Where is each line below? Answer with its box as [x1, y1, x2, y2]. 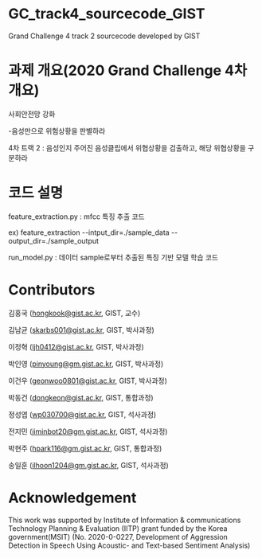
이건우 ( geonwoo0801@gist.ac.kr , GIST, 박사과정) [8, 376, 167, 385]
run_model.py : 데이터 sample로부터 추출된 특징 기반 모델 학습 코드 [8, 252, 219, 262]
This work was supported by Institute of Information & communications [8, 515, 241, 525]
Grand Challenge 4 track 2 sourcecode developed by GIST [8, 31, 201, 41]
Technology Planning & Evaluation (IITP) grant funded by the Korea [8, 523, 228, 533]
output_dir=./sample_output [8, 236, 100, 245]
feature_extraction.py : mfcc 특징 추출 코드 [8, 212, 145, 221]
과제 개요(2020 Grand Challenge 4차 [8, 61, 248, 80]
